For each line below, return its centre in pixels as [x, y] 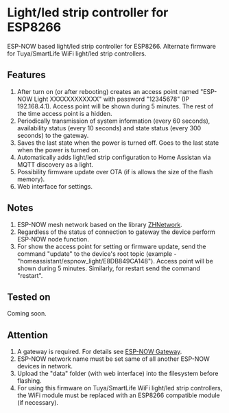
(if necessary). [38, 403]
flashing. [29, 381]
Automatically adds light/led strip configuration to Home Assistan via [114, 157]
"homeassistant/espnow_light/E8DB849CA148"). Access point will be [115, 261]
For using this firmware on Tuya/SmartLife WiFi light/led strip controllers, [120, 388]
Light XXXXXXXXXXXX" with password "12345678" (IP [112, 99]
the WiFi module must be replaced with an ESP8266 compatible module [119, 395]
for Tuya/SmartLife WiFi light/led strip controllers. [77, 54]
